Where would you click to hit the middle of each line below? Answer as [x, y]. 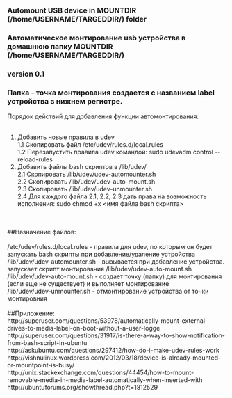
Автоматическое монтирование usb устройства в [97, 38]
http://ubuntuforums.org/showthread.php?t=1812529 [83, 388]
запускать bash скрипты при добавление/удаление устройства [101, 254]
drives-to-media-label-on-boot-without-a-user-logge [84, 328]
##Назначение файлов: [42, 232]
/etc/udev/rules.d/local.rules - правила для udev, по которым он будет [110, 247]
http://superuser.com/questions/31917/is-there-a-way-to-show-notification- [116, 335]
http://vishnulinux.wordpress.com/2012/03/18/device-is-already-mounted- [114, 358]
